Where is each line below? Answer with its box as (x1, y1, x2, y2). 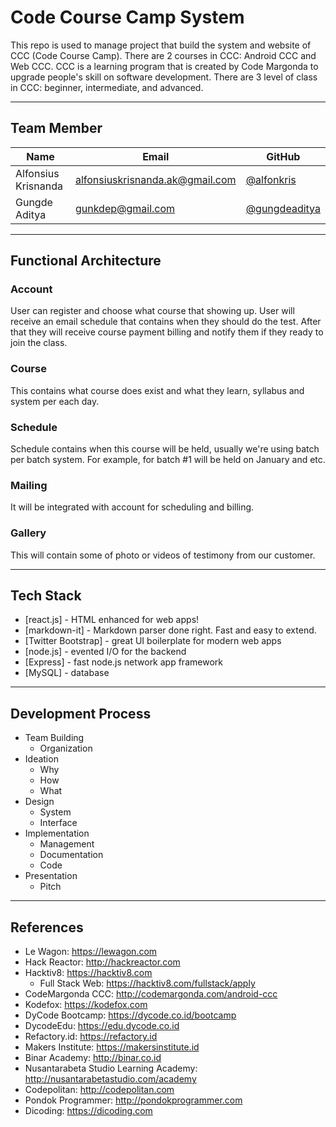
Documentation (39, 849, 104, 861)
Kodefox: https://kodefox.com (24, 999, 148, 1011)
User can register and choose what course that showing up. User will (10, 305, 295, 317)
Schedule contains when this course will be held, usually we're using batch (10, 443, 320, 455)
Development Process (10, 705, 152, 722)
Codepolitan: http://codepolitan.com (24, 1084, 175, 1096)
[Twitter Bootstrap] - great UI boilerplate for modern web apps (24, 635, 282, 647)
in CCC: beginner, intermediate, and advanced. (10, 81, 204, 93)
